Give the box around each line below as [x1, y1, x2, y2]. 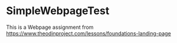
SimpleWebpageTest [6, 4, 110, 18]
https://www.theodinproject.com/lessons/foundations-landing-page [6, 29, 171, 37]
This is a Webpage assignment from [6, 24, 94, 31]
